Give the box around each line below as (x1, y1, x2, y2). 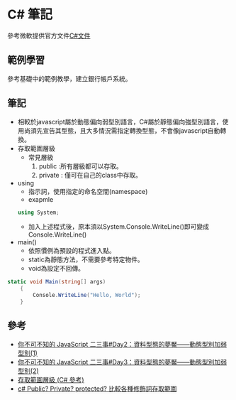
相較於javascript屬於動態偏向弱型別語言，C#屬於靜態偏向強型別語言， (17, 117, 223, 126)
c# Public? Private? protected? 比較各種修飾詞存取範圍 (17, 384, 177, 393)
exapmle (28, 195, 54, 203)
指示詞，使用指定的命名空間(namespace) (28, 187, 148, 195)
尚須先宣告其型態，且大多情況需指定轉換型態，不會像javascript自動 (23, 126, 220, 135)
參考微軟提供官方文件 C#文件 (7, 31, 91, 40)
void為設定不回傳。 (28, 264, 85, 273)
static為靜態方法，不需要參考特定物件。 (28, 255, 144, 264)
